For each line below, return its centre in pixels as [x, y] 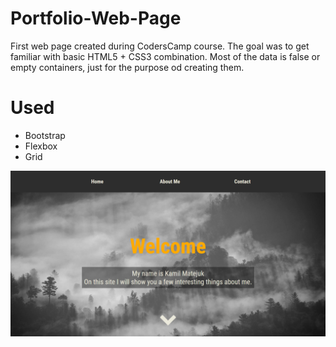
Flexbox [41, 146]
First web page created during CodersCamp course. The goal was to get [160, 46]
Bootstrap [45, 135]
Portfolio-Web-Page [96, 18]
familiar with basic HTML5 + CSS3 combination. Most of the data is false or [165, 56]
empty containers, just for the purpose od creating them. [127, 67]
